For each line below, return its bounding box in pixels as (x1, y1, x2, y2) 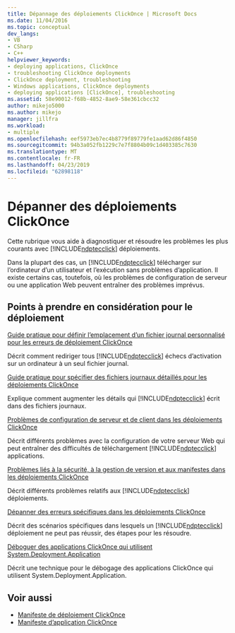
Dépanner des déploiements (7, 199, 177, 214)
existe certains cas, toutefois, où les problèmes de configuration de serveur (7, 273, 227, 281)
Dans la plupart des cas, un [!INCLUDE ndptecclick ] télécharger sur (7, 258, 202, 266)
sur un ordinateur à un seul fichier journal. (7, 360, 129, 368)
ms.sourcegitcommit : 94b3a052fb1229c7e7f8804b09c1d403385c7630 (7, 142, 198, 149)
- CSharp (7, 43, 33, 50)
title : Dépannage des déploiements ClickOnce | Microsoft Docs (7, 10, 198, 18)
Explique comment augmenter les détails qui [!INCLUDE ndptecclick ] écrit (7, 394, 220, 403)
